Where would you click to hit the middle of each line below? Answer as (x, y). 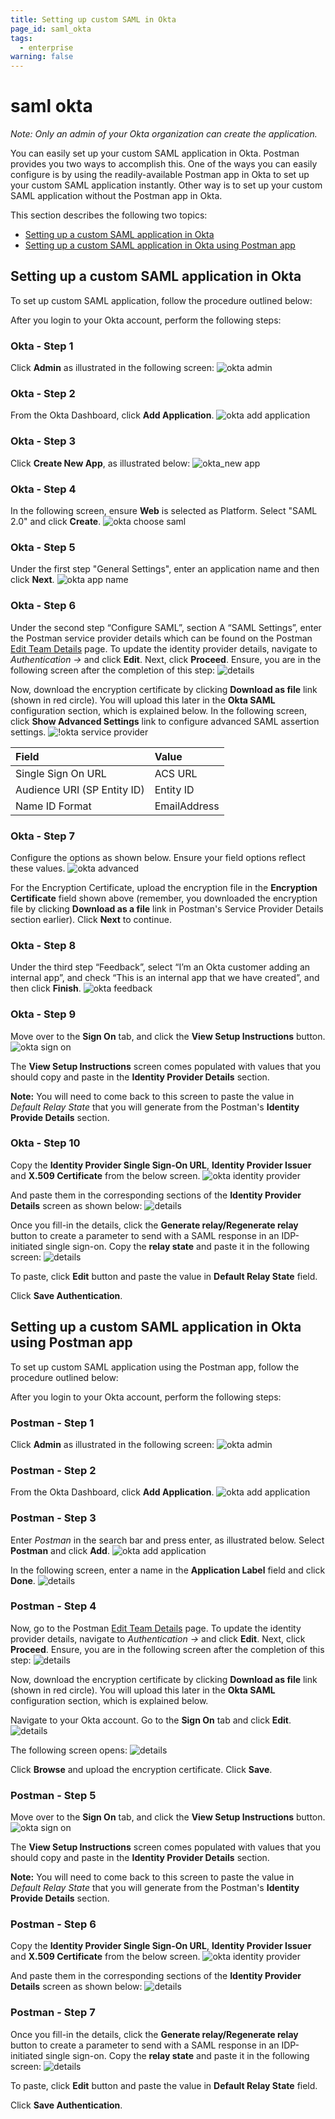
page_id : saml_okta (51, 29)
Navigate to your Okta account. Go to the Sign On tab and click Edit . (151, 1720)
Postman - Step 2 (53, 1470)
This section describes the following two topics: (109, 215)
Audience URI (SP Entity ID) (80, 789)
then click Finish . (46, 988)
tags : (21, 38)
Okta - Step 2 (43, 394)
